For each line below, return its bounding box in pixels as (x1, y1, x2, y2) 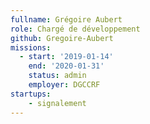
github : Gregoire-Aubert (10, 33, 114, 43)
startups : (10, 89, 52, 99)
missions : (10, 42, 52, 53)
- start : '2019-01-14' (19, 52, 114, 62)
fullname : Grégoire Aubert (10, 14, 123, 25)
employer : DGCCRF (28, 80, 101, 90)
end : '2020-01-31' (28, 61, 105, 71)
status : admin (28, 71, 87, 81)
